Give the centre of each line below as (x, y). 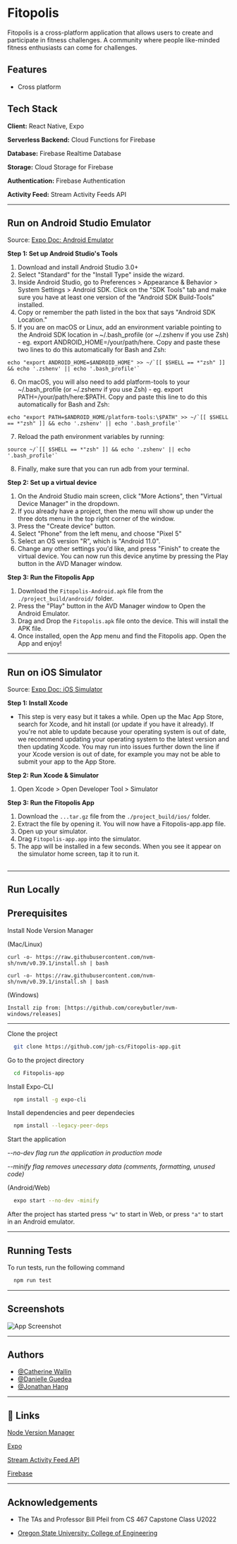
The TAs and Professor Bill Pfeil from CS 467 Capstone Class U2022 (117, 1519)
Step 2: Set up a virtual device (52, 483)
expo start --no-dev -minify (56, 1201)
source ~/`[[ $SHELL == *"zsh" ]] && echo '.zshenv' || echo (99, 450)
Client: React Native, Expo (46, 126)
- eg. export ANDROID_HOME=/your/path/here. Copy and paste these (119, 342)
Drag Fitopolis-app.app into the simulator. (79, 839)
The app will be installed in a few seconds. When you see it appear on (119, 846)
